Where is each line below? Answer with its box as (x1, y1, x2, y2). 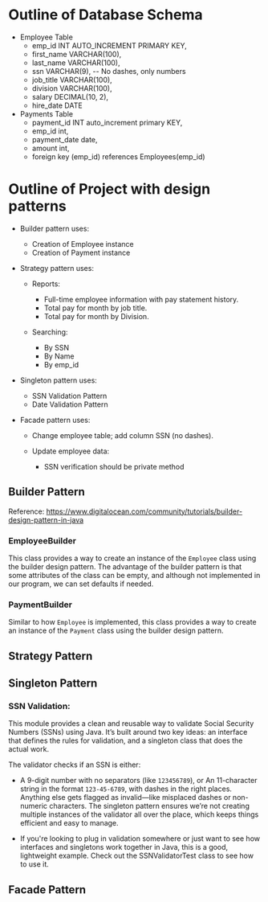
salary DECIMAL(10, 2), (31, 92, 109, 101)
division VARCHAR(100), (31, 83, 112, 93)
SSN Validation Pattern (31, 391, 108, 400)
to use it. (19, 859, 50, 869)
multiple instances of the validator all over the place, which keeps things (19, 810, 259, 819)
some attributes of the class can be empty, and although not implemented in (8, 570, 261, 580)
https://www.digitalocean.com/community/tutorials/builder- (46, 506, 243, 516)
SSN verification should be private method (43, 461, 185, 471)
